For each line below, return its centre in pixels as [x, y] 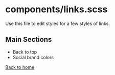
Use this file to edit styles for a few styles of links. [58, 23]
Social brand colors [33, 57]
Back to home [20, 67]
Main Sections [29, 40]
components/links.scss [56, 9]
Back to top [25, 52]
